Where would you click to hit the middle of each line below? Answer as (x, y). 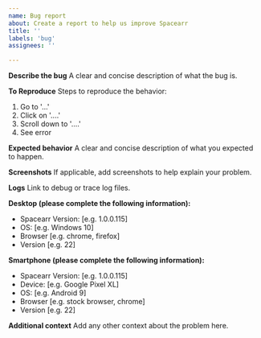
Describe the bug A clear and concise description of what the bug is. (123, 76)
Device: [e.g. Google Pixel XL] (69, 284)
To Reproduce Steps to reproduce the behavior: (88, 91)
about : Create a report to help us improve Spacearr (98, 23)
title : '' (25, 31)
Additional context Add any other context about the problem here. (118, 326)
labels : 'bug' (32, 38)
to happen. (26, 157)
